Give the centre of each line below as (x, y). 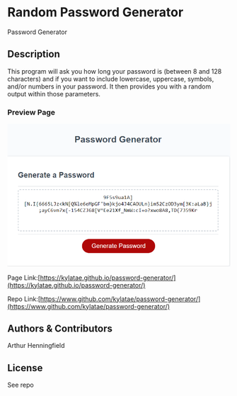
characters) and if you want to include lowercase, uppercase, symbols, (111, 79)
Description (34, 54)
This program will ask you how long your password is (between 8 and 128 (115, 71)
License (25, 368)
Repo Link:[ (24, 299)
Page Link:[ (24, 278)
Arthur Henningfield (36, 346)
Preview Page (31, 112)
